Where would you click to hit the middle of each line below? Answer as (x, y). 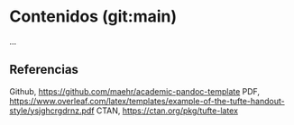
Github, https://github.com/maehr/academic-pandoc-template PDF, (134, 91)
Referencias (44, 70)
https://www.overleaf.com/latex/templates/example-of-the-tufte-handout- (147, 101)
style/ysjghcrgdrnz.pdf (52, 111)
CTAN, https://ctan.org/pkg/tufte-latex (167, 111)
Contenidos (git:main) (93, 17)
